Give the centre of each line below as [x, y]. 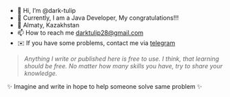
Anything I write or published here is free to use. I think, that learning [122, 59]
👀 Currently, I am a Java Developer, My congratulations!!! [98, 18]
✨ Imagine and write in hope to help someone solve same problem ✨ [105, 86]
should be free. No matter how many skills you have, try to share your [123, 66]
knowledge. [41, 73]
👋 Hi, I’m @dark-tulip [46, 11]
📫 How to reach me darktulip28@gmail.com [80, 33]
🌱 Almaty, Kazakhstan [48, 25]
